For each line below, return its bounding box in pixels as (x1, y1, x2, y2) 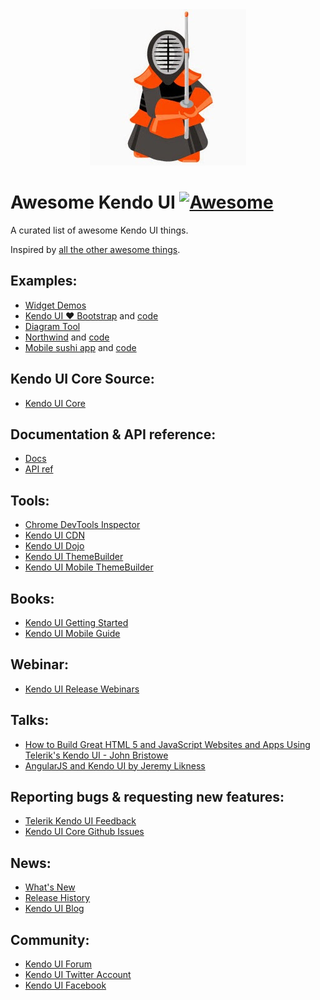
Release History (24, 892, 91, 904)
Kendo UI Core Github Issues (24, 826, 145, 838)
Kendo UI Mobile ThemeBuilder (24, 561, 154, 573)
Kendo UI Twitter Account (24, 969, 132, 981)
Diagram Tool (24, 320, 81, 332)
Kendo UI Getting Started (24, 617, 129, 628)
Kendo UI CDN (24, 529, 85, 542)
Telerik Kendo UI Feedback (24, 815, 137, 827)
